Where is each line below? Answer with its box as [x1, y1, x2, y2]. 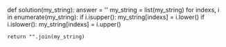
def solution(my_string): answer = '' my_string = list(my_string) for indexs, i [7, 6, 220, 14]
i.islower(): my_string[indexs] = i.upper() [7, 20, 121, 28]
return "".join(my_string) [7, 33, 85, 40]
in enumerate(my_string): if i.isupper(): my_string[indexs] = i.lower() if [7, 13, 205, 21]
